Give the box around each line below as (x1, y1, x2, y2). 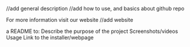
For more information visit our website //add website (6, 16, 134, 23)
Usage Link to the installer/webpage (6, 34, 94, 41)
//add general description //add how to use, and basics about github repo (6, 5, 185, 12)
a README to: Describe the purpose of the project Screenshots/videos (6, 28, 178, 35)
